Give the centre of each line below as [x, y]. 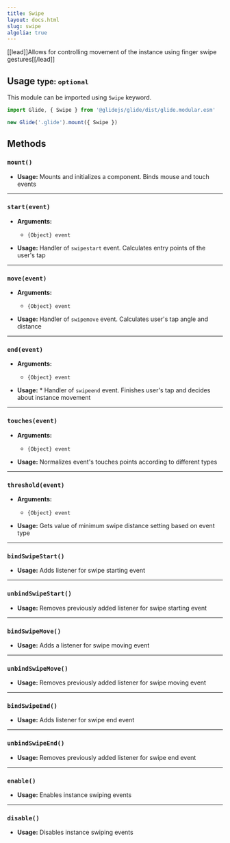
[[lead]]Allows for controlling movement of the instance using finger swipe [112, 52]
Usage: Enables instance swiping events [74, 795]
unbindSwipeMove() [38, 668]
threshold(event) [36, 485]
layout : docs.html [33, 20]
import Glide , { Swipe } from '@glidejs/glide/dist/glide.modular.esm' [111, 110]
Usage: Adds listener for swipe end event [76, 720]
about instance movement [54, 398]
